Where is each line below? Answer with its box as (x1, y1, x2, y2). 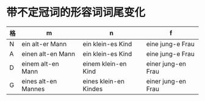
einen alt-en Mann (21, 49, 75, 58)
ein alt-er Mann (21, 40, 67, 48)
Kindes (82, 85, 103, 93)
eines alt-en (21, 77, 57, 85)
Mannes (21, 85, 45, 93)
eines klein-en (82, 77, 125, 85)
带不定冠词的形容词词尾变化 (6, 5, 146, 19)
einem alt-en (21, 59, 59, 68)
